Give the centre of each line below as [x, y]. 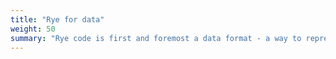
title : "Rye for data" [57, 19]
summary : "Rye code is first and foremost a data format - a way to [156, 38]
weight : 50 [33, 29]
